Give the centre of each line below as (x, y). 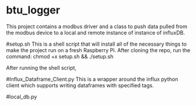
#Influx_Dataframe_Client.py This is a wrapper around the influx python (92, 79)
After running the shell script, (41, 67)
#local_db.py (21, 97)
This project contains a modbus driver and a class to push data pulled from (97, 26)
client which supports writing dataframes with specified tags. (80, 85)
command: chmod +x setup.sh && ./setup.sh (60, 56)
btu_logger (33, 10)
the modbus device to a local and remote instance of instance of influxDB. (96, 32)
